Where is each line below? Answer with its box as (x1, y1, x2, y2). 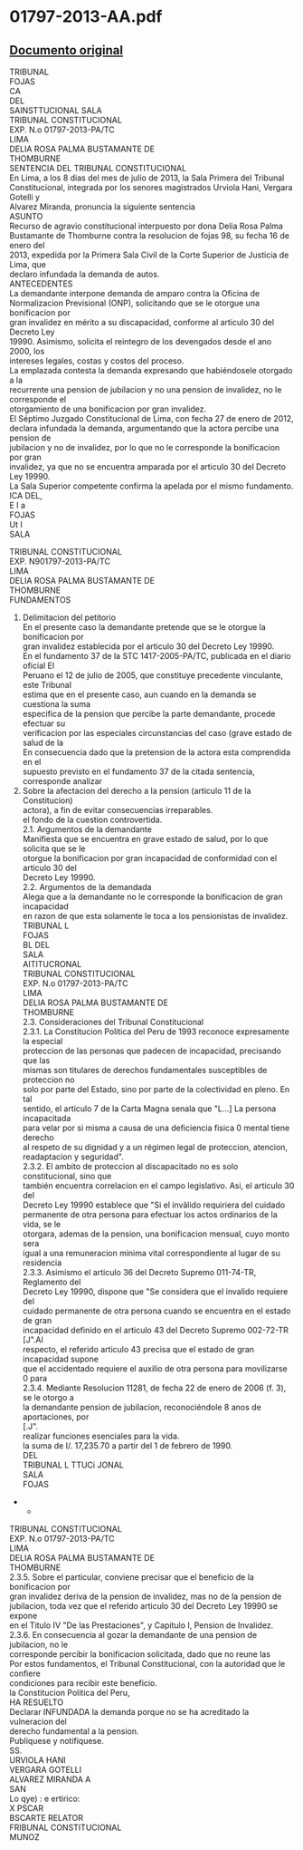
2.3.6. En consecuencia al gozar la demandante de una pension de (9, 1630, 258, 1640)
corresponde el (9, 394, 66, 404)
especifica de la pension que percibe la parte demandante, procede (22, 709, 276, 719)
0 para (22, 1373, 48, 1383)
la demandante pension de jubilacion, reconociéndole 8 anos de (22, 1402, 262, 1412)
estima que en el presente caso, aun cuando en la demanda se (22, 689, 257, 700)
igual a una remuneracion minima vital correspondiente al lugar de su (22, 1248, 280, 1258)
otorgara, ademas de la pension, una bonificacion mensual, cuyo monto (22, 1228, 290, 1239)
